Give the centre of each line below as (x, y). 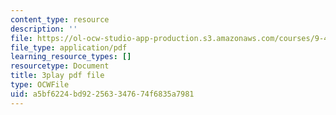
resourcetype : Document (60, 66)
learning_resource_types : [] (71, 57)
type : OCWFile (40, 85)
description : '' (44, 29)
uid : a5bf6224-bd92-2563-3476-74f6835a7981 (102, 94)
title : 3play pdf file (57, 76)
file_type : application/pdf (69, 47)
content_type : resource (60, 19)
